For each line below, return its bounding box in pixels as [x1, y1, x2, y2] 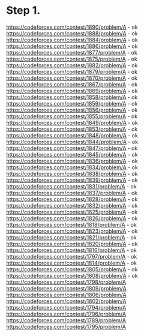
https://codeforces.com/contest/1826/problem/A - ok [6, 214, 138, 222]
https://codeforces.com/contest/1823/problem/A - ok [6, 227, 138, 235]
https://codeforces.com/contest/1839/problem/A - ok [6, 176, 138, 184]
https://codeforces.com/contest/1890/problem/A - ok [6, 23, 138, 31]
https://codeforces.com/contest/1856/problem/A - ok [6, 106, 138, 113]
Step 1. [6, 4, 41, 17]
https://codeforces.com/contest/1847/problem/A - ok [6, 145, 138, 152]
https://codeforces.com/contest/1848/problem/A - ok [6, 131, 138, 139]
